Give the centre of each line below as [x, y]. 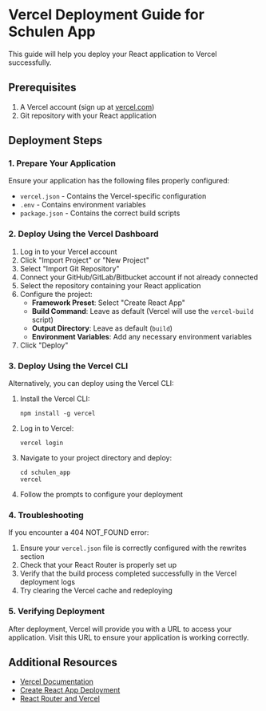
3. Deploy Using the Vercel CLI [68, 366]
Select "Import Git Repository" [69, 268]
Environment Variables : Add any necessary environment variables [142, 336]
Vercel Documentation [57, 681]
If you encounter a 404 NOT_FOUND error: [79, 532]
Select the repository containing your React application [110, 285]
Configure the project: [56, 294]
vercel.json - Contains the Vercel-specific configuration [113, 196]
